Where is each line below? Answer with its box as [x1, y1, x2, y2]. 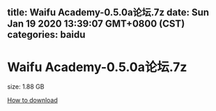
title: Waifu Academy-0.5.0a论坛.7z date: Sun [7, 6, 210, 19]
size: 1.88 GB [7, 82, 45, 91]
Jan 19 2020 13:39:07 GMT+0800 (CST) [7, 18, 185, 30]
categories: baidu [7, 29, 86, 40]
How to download [7, 96, 58, 105]
